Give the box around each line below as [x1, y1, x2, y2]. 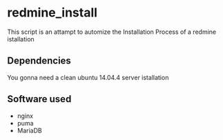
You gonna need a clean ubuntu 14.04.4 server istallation [7, 73, 169, 81]
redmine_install [7, 5, 98, 21]
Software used [7, 93, 72, 105]
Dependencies [7, 55, 71, 67]
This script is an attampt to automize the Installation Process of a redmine [7, 28, 216, 36]
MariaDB [17, 126, 43, 134]
